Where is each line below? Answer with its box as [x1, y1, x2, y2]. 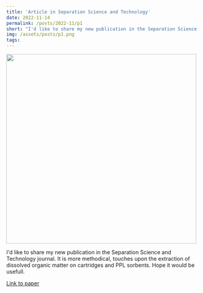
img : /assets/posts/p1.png [6, 32, 75, 38]
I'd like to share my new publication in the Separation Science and [6, 249, 171, 255]
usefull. [6, 268, 26, 275]
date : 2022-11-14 [6, 15, 50, 21]
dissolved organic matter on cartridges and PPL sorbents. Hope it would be [6, 261, 195, 269]
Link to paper [6, 280, 40, 287]
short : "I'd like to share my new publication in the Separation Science [6, 25, 198, 32]
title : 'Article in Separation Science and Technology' [6, 8, 151, 15]
